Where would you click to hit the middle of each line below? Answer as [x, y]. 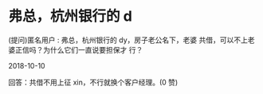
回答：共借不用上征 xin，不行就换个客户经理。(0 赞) [93, 82]
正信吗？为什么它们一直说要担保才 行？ [79, 49]
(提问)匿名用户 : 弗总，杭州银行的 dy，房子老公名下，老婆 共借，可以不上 [128, 40]
